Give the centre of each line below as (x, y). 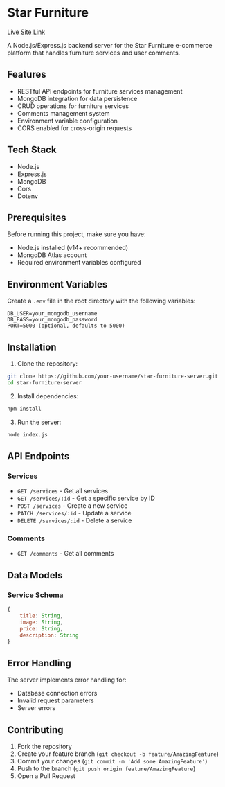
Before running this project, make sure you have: (76, 234)
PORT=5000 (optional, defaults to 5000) (66, 326)
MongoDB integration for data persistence (77, 98)
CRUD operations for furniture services (73, 106)
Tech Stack (32, 150)
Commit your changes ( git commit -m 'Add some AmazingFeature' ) (112, 761)
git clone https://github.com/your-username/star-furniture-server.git (112, 376)
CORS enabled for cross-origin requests (74, 128)
